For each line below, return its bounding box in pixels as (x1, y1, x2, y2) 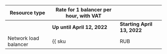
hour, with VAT (65, 12, 102, 19)
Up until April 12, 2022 (52, 24, 108, 30)
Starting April (120, 21, 153, 27)
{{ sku (52, 38, 66, 45)
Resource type (9, 9, 46, 16)
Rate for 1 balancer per (55, 6, 112, 13)
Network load (7, 35, 40, 41)
